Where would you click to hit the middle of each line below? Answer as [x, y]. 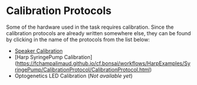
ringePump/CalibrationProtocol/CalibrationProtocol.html [82, 69]
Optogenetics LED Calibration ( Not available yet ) [74, 76]
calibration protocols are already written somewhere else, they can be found [98, 33]
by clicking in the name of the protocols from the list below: [78, 39]
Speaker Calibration [39, 50]
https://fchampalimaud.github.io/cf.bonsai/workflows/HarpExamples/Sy [104, 63]
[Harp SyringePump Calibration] [54, 57]
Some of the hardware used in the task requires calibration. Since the [90, 27]
